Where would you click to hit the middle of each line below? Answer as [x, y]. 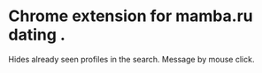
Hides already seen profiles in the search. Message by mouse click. [131, 59]
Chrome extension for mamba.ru [131, 16]
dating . [37, 35]
